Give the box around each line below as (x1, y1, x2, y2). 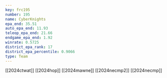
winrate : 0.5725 (5, 40, 39, 45)
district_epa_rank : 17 (5, 44, 53, 49)
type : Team (5, 53, 28, 59)
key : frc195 (5, 7, 30, 12)
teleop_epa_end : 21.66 (5, 30, 53, 35)
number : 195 (5, 12, 30, 17)
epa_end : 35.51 (5, 21, 37, 26)
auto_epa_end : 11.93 (5, 26, 49, 31)
